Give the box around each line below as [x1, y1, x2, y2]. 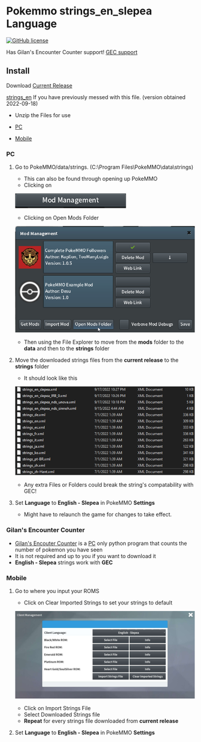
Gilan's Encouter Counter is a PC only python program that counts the [14, 540, 187, 547]
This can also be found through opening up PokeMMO [23, 175, 158, 183]
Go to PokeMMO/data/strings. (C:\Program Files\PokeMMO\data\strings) [14, 163, 194, 171]
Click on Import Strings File [23, 705, 91, 712]
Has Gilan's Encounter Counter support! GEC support [6, 48, 138, 55]
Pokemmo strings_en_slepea [6, 4, 153, 18]
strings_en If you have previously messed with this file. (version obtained [6, 93, 186, 100]
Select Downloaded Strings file [23, 711, 100, 719]
